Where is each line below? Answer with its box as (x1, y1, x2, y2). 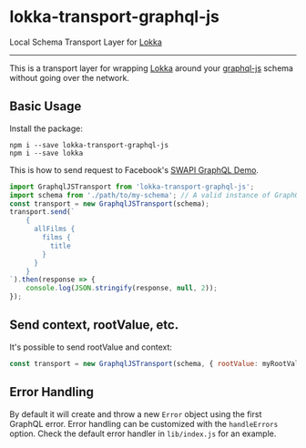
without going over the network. (9, 72, 130, 83)
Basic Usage (9, 98, 82, 115)
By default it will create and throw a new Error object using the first (9, 408, 262, 420)
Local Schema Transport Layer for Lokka (9, 36, 162, 47)
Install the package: (9, 123, 84, 134)
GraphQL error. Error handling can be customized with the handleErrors (9, 418, 279, 429)
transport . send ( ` (9, 208, 76, 217)
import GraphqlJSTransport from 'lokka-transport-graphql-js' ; (9, 182, 255, 191)
